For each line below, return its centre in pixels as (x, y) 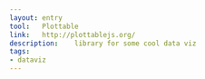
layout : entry (36, 18)
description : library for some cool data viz (103, 43)
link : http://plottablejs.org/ (73, 35)
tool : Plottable (44, 26)
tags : (20, 52)
